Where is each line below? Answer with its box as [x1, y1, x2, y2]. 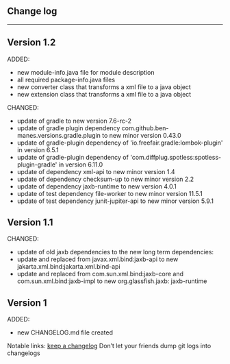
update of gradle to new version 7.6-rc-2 [16, 117, 132, 125]
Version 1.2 [7, 37, 56, 49]
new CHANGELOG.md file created [16, 328, 113, 337]
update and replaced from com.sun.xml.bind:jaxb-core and [16, 270, 183, 278]
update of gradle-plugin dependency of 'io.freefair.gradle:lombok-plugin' [16, 138, 223, 147]
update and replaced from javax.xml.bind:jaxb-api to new [16, 255, 179, 263]
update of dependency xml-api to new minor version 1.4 [16, 167, 175, 175]
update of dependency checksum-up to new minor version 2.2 [16, 175, 194, 183]
